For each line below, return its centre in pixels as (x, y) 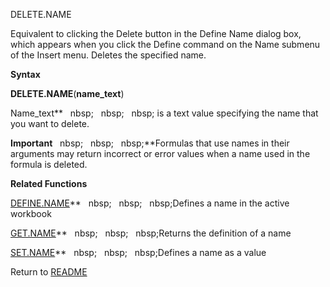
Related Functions (49, 183)
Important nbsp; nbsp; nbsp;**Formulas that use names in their (150, 143)
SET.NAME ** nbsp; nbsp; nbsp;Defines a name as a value (138, 252)
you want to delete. (50, 123)
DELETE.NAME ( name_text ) (67, 93)
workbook (31, 213)
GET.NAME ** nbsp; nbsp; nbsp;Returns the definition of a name (151, 233)
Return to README (49, 272)
